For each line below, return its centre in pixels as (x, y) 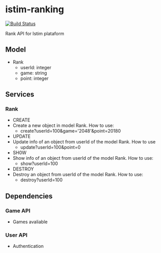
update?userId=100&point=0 (50, 147)
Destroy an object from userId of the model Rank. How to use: (78, 175)
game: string (34, 73)
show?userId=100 (39, 164)
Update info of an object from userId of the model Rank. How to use (84, 142)
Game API (18, 210)
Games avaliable (30, 222)
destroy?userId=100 (41, 180)
